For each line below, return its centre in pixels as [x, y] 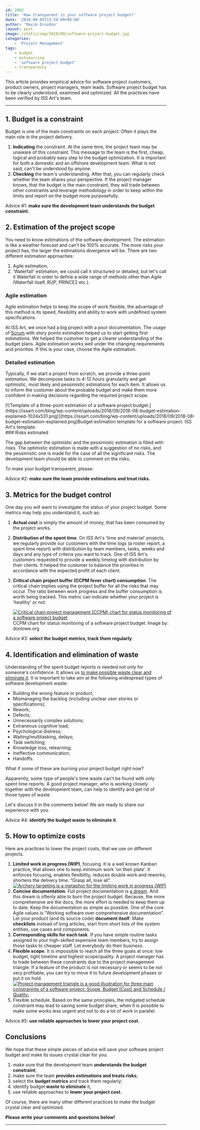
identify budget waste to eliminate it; [52, 1086]
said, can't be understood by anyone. [52, 168]
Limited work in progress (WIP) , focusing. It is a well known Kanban [85, 864]
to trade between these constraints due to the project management [83, 962]
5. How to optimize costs [46, 836]
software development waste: [37, 683]
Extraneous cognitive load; [41, 726]
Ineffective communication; [41, 753]
